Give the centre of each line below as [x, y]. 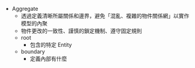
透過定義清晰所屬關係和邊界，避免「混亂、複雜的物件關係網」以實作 [105, 16]
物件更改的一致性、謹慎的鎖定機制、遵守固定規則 [81, 31]
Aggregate [25, 9]
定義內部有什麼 [48, 59]
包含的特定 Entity [51, 45]
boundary [33, 51]
